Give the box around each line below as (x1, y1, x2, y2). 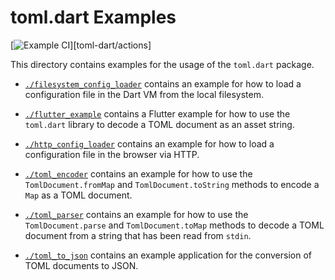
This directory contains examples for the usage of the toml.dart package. (10, 58, 315, 70)
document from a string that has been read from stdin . (24, 229, 252, 241)
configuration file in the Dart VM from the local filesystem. (24, 88, 264, 100)
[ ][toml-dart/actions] (10, 39, 152, 51)
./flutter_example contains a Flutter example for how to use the (24, 107, 291, 120)
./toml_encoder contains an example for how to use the (24, 167, 253, 180)
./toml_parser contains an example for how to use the (24, 208, 249, 220)
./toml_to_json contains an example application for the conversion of (24, 249, 313, 261)
